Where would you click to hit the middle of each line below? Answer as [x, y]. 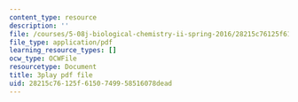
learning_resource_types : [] [63, 51]
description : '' [39, 26]
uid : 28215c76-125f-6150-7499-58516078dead [91, 83]
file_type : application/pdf [61, 42]
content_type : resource [53, 17]
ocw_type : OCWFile [43, 59]
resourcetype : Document [53, 67]
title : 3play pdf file [51, 75]
